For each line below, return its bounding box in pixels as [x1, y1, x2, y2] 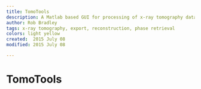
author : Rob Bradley [6, 20, 58, 26]
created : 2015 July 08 [6, 36, 66, 42]
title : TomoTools [6, 8, 50, 15]
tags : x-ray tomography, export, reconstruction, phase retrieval [6, 25, 175, 31]
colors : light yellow [6, 31, 60, 37]
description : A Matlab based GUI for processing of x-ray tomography [6, 14, 184, 20]
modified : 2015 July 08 [6, 42, 66, 48]
